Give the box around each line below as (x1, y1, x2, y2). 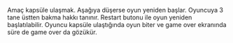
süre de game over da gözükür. (7, 28, 97, 36)
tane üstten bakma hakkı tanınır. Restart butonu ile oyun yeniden (7, 13, 192, 21)
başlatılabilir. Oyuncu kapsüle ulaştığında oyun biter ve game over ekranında (7, 21, 227, 28)
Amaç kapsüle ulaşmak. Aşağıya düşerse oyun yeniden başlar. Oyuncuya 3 (7, 6, 224, 14)
